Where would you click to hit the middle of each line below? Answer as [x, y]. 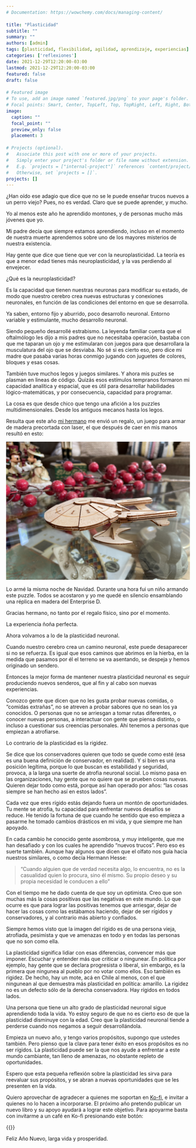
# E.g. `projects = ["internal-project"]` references [75, 167]
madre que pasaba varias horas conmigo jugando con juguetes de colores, [96, 356]
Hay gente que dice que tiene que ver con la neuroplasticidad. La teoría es [96, 255]
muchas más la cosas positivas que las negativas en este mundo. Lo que [94, 899]
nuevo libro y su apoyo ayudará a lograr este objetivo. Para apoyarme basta [97, 1110]
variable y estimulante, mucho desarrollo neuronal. [67, 320]
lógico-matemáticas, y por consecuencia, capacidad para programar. [89, 392]
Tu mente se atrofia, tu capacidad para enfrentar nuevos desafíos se [88, 809]
